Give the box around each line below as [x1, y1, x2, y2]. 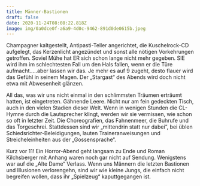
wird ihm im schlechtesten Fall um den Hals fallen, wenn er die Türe [6, 61, 173, 68]
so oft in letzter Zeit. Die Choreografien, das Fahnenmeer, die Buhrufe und [6, 117, 189, 124]
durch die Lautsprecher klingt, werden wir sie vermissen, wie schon [25, 111, 192, 118]
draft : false [6, 14, 39, 20]
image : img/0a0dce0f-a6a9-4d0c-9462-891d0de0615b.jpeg [6, 25, 146, 32]
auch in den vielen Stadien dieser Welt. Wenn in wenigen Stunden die [6, 104, 178, 111]
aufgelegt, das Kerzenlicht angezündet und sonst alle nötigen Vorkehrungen [6, 48, 194, 56]
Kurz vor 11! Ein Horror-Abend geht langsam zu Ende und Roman [6, 148, 165, 155]
